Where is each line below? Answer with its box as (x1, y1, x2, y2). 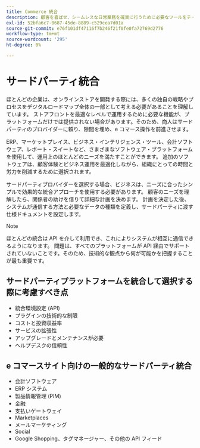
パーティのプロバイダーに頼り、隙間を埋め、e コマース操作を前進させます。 (6, 125, 192, 132)
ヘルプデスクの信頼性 (14, 341, 67, 349)
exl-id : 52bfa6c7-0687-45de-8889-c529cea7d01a (6, 20, 124, 26)
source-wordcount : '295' (6, 36, 68, 42)
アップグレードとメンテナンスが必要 (14, 334, 104, 341)
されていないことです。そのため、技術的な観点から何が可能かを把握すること (6, 249, 193, 257)
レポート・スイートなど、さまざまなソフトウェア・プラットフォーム (26, 146, 193, 153)
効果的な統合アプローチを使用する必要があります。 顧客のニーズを (21, 188, 185, 195)
